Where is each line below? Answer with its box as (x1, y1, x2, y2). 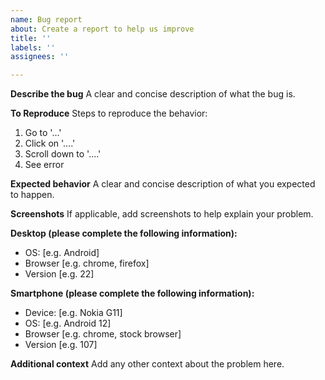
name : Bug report (10, 14, 83, 25)
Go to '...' (24, 127, 62, 139)
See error (24, 159, 65, 171)
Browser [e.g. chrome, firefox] (24, 257, 150, 270)
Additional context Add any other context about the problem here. (10, 358, 285, 370)
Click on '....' (24, 137, 76, 150)
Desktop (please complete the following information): (10, 227, 238, 240)
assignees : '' (10, 52, 70, 62)
